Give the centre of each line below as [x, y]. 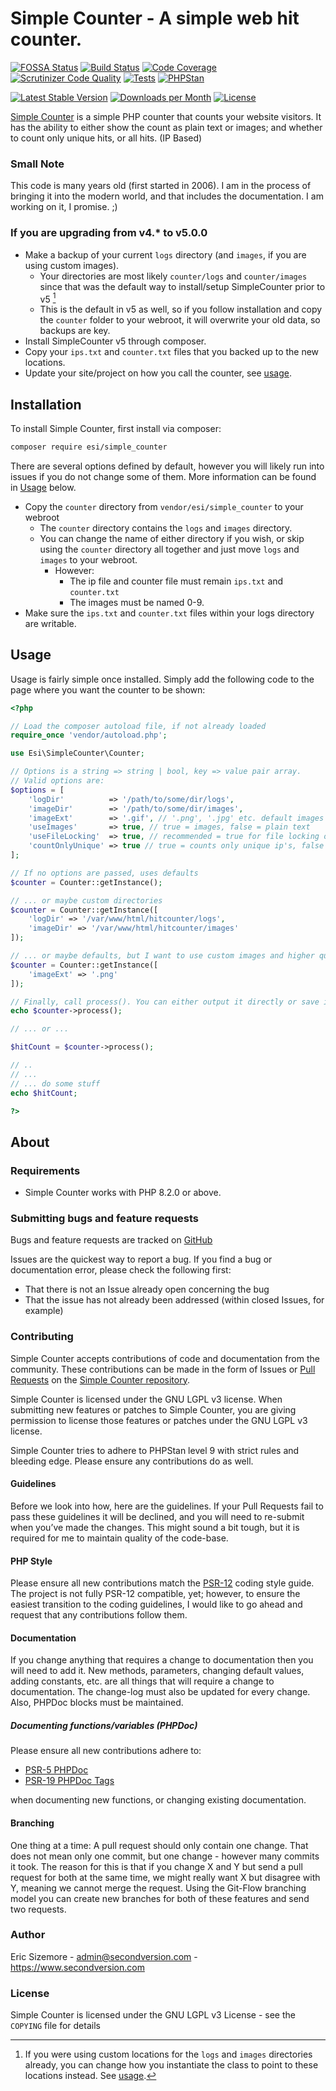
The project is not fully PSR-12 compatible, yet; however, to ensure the [155, 1594]
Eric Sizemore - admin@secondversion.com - [104, 1956]
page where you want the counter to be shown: [108, 689]
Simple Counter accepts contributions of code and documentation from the [165, 1358]
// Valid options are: [57, 781]
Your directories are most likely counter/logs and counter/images [173, 276]
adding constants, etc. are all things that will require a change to [142, 1681]
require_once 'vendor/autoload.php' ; [89, 735]
